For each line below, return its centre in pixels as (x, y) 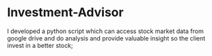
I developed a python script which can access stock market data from (105, 31)
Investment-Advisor (66, 12)
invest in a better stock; (40, 45)
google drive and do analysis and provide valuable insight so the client (106, 38)
